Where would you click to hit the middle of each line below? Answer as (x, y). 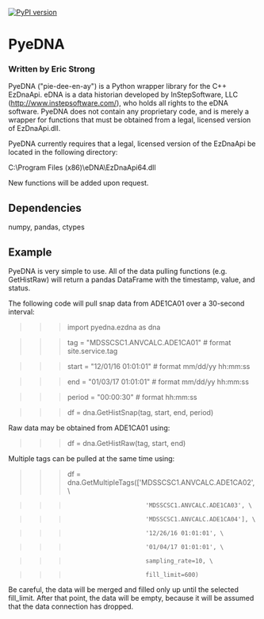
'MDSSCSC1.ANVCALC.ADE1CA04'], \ (201, 520)
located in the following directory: (63, 152)
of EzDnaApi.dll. (34, 129)
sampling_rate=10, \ (179, 561)
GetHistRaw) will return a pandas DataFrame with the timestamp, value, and (132, 280)
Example (30, 252)
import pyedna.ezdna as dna (114, 327)
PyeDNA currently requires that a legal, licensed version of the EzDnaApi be (132, 144)
